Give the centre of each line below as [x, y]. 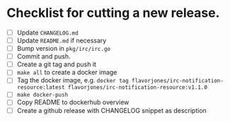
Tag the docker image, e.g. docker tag [73, 80]
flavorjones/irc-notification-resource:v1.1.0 [138, 87]
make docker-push [42, 95]
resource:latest [41, 87]
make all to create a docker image [67, 73]
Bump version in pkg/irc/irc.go [64, 49]
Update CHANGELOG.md [47, 32]
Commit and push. [44, 56]
